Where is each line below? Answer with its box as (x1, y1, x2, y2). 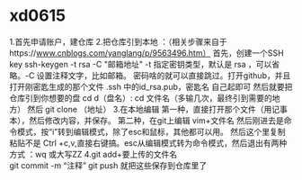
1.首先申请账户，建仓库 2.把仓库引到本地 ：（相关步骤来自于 (9, 36, 227, 47)
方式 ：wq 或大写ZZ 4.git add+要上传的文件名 (9, 148, 178, 159)
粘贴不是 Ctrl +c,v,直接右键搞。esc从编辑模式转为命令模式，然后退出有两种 (9, 137, 288, 148)
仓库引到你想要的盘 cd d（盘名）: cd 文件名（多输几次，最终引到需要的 (9, 92, 272, 103)
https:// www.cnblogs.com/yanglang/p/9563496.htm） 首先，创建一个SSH (9, 47, 285, 58)
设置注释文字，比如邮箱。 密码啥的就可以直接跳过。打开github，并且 (36, 69, 291, 81)
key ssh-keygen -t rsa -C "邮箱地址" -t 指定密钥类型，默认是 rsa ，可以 (9, 58, 272, 69)
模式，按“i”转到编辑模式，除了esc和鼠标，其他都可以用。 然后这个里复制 (16, 126, 286, 137)
